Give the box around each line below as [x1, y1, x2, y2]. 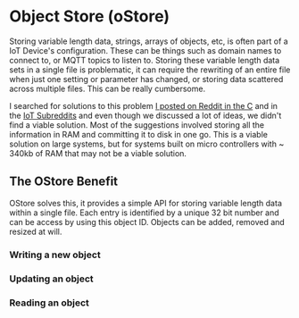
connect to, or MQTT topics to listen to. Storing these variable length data [9, 54, 280, 65]
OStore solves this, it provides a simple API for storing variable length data [9, 197, 283, 208]
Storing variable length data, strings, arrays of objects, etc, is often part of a [9, 36, 288, 46]
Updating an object [9, 272, 94, 285]
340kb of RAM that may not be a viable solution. [9, 147, 187, 158]
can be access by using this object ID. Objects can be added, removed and [9, 216, 286, 227]
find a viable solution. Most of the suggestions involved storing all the [9, 119, 265, 130]
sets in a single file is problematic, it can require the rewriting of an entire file [9, 64, 291, 75]
